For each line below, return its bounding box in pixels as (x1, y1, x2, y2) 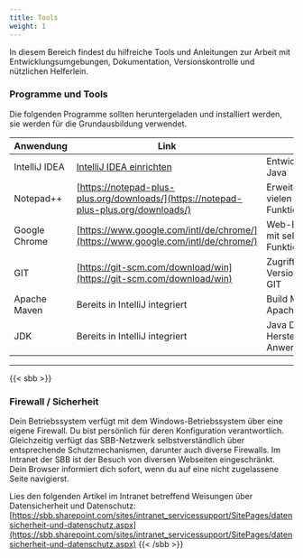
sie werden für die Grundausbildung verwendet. (9, 118, 188, 129)
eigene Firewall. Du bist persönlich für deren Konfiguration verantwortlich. (9, 425, 284, 436)
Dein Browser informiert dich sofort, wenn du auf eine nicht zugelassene (9, 464, 280, 475)
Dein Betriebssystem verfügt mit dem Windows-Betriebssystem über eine (9, 416, 284, 427)
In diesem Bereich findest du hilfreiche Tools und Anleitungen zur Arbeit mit (9, 46, 291, 57)
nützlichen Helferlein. (9, 65, 88, 77)
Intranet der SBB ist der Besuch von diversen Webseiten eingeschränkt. (9, 454, 275, 465)
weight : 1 (9, 22, 47, 31)
